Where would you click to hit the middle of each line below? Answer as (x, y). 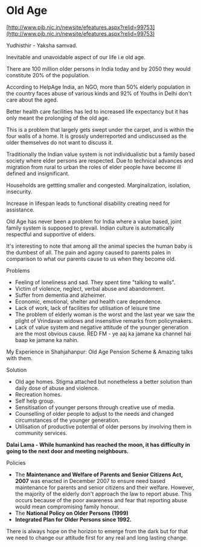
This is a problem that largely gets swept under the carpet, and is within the (100, 129)
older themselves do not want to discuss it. (60, 142)
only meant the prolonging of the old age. (58, 118)
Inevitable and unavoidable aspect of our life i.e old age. (76, 57)
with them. (19, 358)
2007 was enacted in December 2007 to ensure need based (90, 481)
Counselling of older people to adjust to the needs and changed (94, 413)
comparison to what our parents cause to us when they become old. (91, 259)
